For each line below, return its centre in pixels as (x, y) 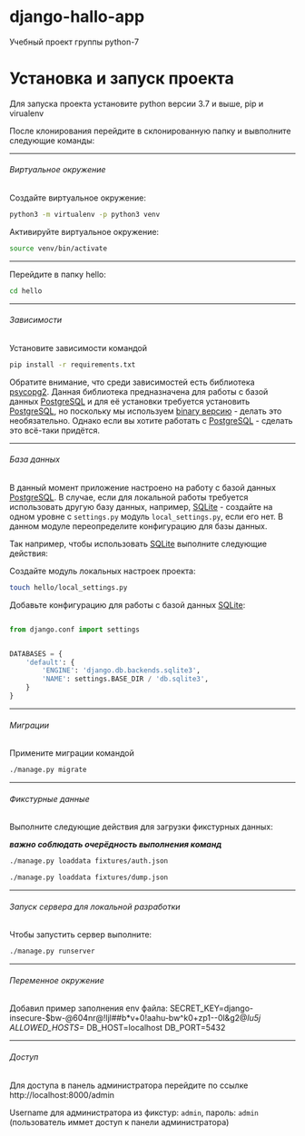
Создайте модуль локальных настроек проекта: (103, 571)
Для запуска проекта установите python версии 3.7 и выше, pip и (137, 103)
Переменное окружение (57, 980)
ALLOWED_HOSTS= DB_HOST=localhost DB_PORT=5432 (118, 1028)
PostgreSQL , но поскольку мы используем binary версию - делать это (146, 411)
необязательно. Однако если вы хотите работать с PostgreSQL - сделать (151, 420)
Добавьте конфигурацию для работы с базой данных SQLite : (128, 604)
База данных (35, 459)
